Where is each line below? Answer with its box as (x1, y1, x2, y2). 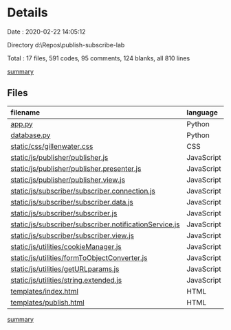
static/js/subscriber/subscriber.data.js (10, 197, 134, 207)
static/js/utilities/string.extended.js (10, 275, 122, 285)
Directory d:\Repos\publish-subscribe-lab (7, 40, 125, 49)
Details (7, 5, 48, 21)
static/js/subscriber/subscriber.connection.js (10, 186, 156, 196)
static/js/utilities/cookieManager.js (10, 241, 122, 251)
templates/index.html (10, 286, 79, 296)
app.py (10, 119, 33, 128)
